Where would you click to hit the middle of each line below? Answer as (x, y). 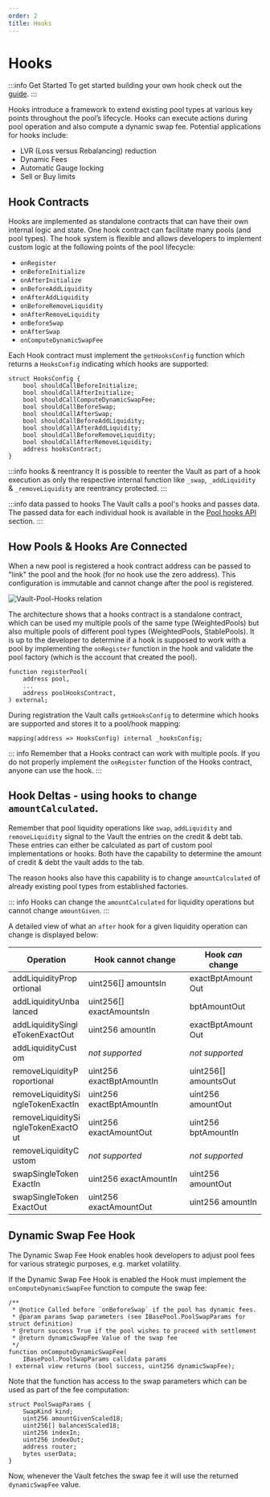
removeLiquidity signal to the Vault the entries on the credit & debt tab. (126, 836)
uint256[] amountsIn (127, 983)
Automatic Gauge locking (62, 168)
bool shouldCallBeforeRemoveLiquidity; (90, 435)
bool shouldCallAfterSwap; (68, 414)
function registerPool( (48, 672)
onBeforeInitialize (53, 272)
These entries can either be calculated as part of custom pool (110, 845)
